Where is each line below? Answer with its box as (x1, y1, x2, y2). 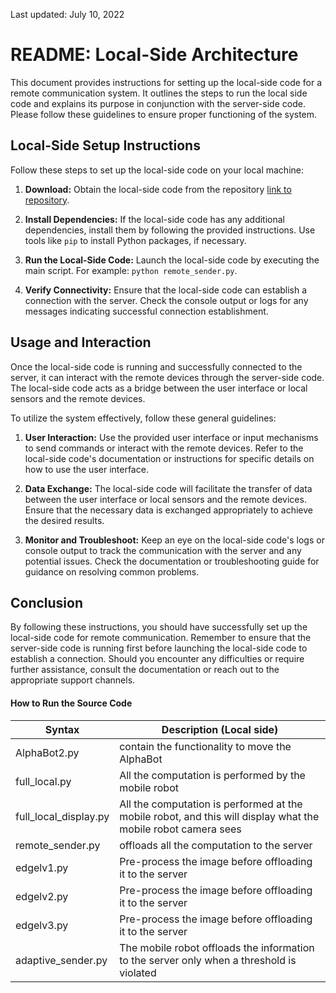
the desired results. (24, 514, 105, 526)
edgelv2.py (15, 889, 69, 903)
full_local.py (15, 774, 72, 788)
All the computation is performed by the (119, 768, 306, 782)
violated (119, 965, 157, 979)
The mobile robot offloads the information (119, 940, 315, 954)
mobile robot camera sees (119, 822, 242, 836)
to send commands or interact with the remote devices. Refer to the (24, 442, 304, 454)
